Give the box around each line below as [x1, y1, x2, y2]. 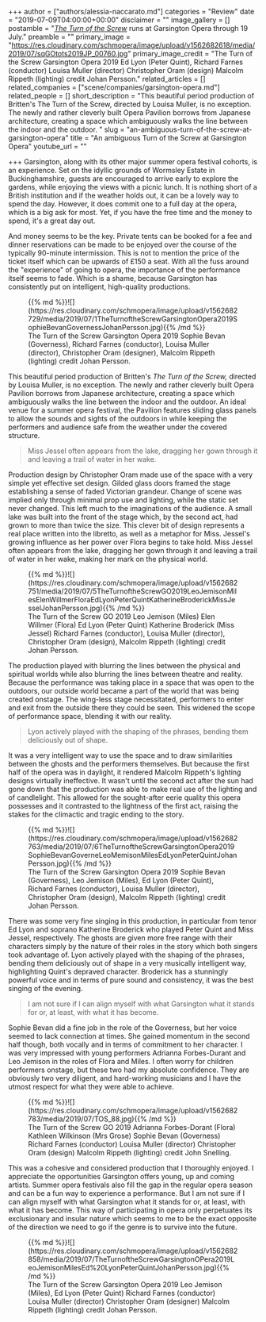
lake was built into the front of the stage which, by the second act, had [8, 512, 238, 521]
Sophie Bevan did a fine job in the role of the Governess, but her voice [8, 1023, 237, 1032]
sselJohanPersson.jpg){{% [28, 603, 116, 613]
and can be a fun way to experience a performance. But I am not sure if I [8, 1189, 245, 1197]
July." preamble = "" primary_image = [8, 32, 131, 41]
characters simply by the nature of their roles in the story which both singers [8, 942, 258, 951]
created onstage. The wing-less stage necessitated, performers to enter [8, 694, 244, 704]
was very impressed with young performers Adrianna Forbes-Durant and [8, 1048, 246, 1058]
